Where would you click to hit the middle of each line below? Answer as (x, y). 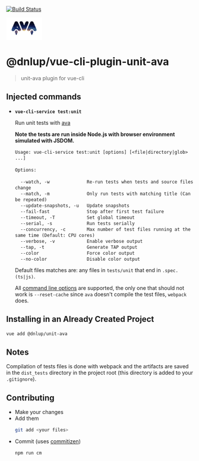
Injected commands (44, 97)
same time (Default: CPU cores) (55, 235)
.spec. (170, 270)
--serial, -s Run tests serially (78, 223)
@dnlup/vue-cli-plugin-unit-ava (88, 62)
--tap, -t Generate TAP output (79, 247)
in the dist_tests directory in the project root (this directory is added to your (100, 373)
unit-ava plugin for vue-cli (53, 78)
